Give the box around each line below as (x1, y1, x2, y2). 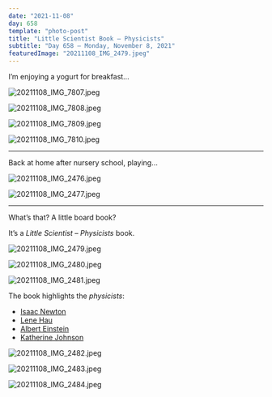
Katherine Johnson (19, 333, 84, 342)
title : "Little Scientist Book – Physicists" (8, 34, 164, 43)
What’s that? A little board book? (8, 212, 117, 222)
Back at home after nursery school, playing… (8, 158, 158, 167)
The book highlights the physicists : (8, 291, 125, 301)
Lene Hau (19, 315, 53, 325)
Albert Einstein (19, 324, 70, 333)
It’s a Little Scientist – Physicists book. (8, 228, 135, 237)
